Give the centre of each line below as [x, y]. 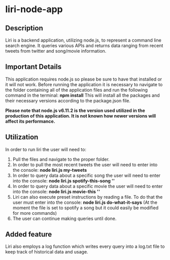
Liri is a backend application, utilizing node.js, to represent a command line [83, 40]
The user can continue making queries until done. [64, 218]
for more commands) [35, 213]
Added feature [29, 234]
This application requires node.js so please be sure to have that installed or [84, 79]
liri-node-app [34, 9]
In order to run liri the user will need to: [46, 149]
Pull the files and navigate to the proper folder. [61, 159]
